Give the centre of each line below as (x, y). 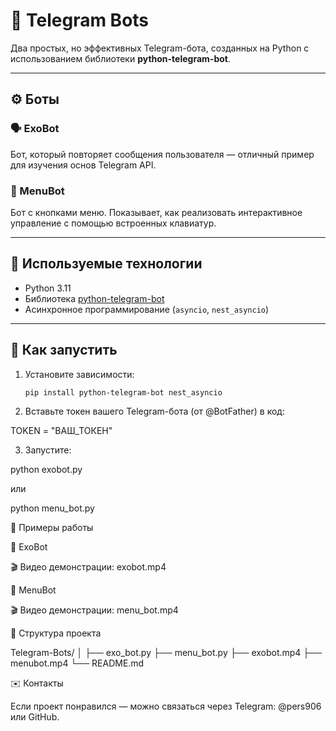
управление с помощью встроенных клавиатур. (113, 223)
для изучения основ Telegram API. (83, 165)
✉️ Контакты (37, 683)
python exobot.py (46, 470)
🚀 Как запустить (64, 350)
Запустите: (48, 450)
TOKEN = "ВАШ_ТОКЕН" (61, 431)
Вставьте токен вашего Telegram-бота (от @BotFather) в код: (154, 411)
